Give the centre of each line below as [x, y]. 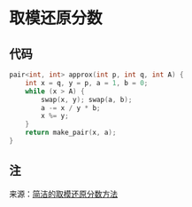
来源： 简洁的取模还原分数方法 [63, 194]
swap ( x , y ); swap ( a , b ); [87, 100]
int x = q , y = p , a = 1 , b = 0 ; [87, 83]
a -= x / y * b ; [71, 107]
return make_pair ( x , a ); [71, 133]
